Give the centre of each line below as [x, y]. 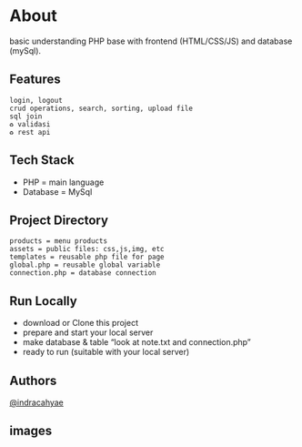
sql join [26, 116]
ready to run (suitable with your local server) [106, 352]
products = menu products [58, 241]
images [31, 431]
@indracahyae [36, 402]
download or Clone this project [81, 323]
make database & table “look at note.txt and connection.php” [137, 342]
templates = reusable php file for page [87, 257]
